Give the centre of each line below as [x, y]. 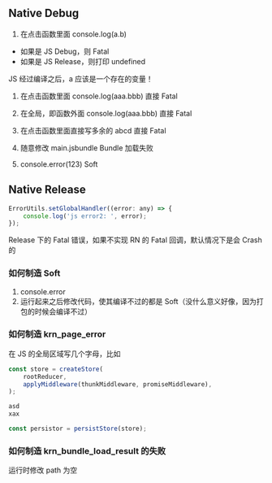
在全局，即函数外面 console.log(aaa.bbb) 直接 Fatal [106, 113]
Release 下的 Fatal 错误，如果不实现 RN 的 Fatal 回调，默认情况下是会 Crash [135, 240]
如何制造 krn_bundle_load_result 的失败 [87, 450]
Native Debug [44, 13]
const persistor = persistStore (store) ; [78, 429]
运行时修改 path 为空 [43, 470]
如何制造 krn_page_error [57, 334]
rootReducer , [45, 376]
